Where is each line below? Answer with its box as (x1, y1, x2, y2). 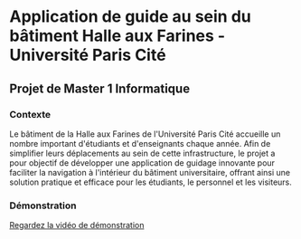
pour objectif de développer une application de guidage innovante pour (9, 157, 276, 168)
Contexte (9, 108, 52, 120)
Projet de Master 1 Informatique (9, 81, 191, 96)
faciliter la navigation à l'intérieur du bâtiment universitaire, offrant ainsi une (9, 167, 291, 177)
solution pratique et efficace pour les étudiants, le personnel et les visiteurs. (9, 177, 292, 187)
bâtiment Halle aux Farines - (9, 25, 226, 46)
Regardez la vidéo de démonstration (9, 220, 145, 231)
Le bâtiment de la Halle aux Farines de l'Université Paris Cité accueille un (9, 129, 281, 139)
